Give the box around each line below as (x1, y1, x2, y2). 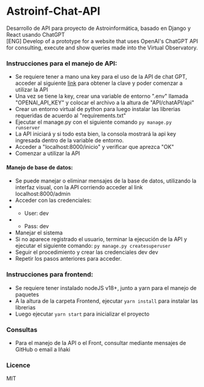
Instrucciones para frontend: (6, 270, 93, 279)
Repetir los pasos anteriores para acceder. (15, 255, 122, 262)
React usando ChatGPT (6, 31, 65, 38)
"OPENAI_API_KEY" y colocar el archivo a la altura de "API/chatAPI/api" (15, 99, 195, 106)
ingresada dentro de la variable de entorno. (15, 137, 124, 144)
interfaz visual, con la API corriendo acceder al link (15, 184, 143, 191)
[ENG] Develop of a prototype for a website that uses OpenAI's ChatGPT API (6, 37, 199, 45)
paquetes (15, 291, 40, 298)
